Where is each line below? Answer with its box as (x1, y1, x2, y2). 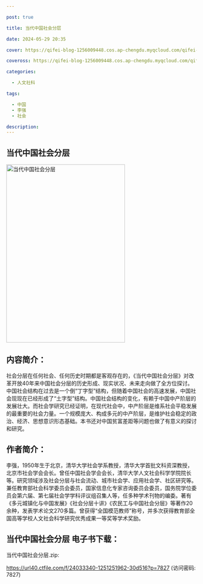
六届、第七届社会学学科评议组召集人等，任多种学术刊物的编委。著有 (22, 491, 192, 499)
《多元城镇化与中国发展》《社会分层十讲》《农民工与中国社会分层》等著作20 (6, 499, 193, 507)
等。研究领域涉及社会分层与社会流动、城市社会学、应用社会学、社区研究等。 (6, 476, 197, 484)
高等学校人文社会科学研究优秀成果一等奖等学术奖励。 (11, 514, 144, 522)
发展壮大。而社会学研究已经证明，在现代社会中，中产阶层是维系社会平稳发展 (6, 402, 197, 409)
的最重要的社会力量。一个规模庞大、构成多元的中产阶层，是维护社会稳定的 (6, 410, 192, 417)
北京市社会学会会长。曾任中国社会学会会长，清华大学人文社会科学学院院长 (6, 469, 192, 476)
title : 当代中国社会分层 (6, 25, 62, 31)
